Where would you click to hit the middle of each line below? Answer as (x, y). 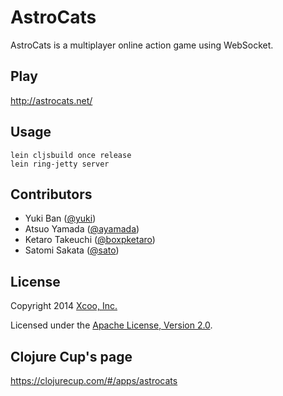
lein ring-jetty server (60, 164)
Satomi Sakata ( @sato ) (72, 250)
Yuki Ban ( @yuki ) (60, 218)
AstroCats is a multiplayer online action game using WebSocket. (142, 45)
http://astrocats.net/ (51, 100)
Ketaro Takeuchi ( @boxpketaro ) (90, 240)
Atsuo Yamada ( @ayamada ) (82, 229)
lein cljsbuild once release (71, 155)
